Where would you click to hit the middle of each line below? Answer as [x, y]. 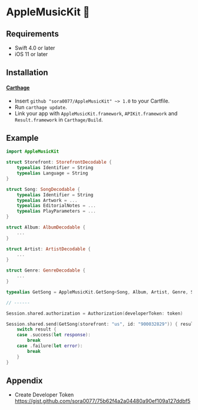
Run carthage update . [41, 107]
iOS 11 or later [31, 54]
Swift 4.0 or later [35, 48]
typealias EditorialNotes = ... [56, 206]
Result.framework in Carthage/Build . [59, 120]
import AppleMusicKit [33, 152]
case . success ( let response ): [54, 335]
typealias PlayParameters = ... [56, 211]
